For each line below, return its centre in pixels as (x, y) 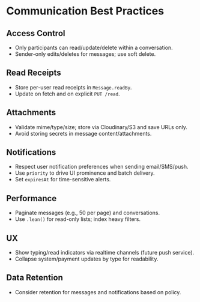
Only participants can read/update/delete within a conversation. (94, 47)
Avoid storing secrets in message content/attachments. (83, 133)
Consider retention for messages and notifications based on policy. (98, 292)
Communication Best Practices (85, 11)
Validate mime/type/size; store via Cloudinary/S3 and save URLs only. (101, 127)
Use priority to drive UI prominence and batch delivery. (85, 173)
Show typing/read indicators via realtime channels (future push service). (105, 253)
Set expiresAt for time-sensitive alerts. (63, 180)
